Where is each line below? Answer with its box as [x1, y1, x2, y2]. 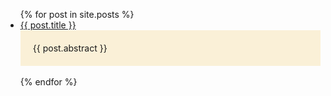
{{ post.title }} [19, 19, 77, 31]
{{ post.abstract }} [32, 42, 108, 54]
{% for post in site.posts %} [19, 9, 135, 20]
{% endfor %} [19, 76, 78, 88]
